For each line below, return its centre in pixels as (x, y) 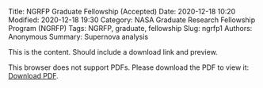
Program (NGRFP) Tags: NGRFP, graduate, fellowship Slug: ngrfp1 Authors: (130, 28)
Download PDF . (34, 76)
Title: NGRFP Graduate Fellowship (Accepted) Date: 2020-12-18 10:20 (122, 11)
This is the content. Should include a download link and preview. (113, 52)
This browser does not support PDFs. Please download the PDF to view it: (129, 67)
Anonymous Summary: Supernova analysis (78, 36)
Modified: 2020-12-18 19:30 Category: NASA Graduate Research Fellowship (132, 20)
